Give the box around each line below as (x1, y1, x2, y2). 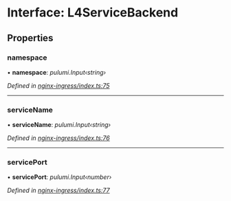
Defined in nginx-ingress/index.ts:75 (7, 81, 110, 90)
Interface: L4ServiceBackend (7, 5, 179, 21)
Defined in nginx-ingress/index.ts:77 (7, 187, 110, 195)
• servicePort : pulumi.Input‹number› (7, 173, 112, 181)
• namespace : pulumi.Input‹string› (7, 68, 107, 76)
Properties (7, 32, 54, 44)
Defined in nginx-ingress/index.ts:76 (7, 134, 110, 142)
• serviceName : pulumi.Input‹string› (7, 121, 111, 129)
